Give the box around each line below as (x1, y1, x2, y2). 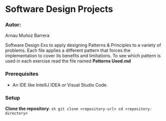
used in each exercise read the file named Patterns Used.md (5, 58, 131, 64)
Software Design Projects (5, 3, 113, 15)
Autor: (5, 21, 21, 28)
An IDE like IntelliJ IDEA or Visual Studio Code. (12, 82, 108, 88)
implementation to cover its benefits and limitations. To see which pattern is (5, 53, 161, 59)
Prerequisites (5, 71, 38, 78)
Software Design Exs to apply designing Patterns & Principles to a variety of (5, 42, 161, 48)
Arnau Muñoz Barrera (5, 32, 50, 38)
